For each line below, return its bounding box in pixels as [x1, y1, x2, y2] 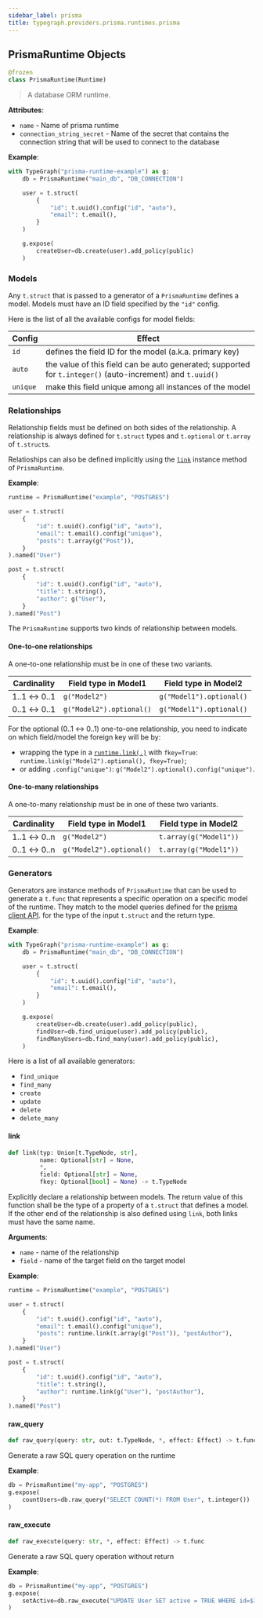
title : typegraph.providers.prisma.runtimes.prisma [8, 19, 180, 27]
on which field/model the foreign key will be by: [8, 732, 161, 742]
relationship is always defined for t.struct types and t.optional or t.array [8, 431, 251, 440]
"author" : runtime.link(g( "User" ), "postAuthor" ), [36, 1387, 205, 1396]
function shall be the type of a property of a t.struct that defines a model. [8, 1200, 249, 1210]
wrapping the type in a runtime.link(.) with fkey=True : [19, 747, 198, 757]
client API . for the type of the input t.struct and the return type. [8, 911, 215, 920]
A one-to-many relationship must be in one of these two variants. [8, 799, 219, 809]
